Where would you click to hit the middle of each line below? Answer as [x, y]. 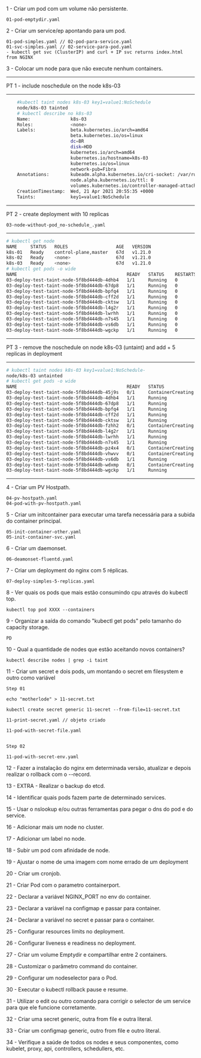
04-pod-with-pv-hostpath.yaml [44, 504]
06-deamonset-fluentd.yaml [40, 559]
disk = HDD [81, 147]
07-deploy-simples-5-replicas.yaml [51, 581]
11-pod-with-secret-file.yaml [44, 731]
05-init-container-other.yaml [44, 532]
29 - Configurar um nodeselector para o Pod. [62, 978]
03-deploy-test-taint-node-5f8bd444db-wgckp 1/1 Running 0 [92, 330]
